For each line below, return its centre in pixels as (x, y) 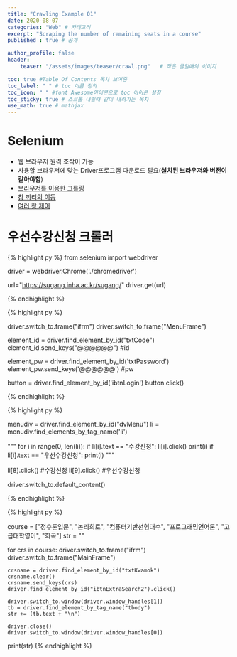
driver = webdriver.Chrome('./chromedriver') (72, 271)
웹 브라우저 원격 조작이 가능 (56, 161)
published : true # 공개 (43, 41)
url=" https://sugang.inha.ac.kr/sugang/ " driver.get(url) (87, 285)
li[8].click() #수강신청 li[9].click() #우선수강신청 (74, 470)
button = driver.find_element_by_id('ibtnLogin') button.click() (96, 383)
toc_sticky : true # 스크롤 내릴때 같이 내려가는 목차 (78, 99)
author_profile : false (41, 53)
